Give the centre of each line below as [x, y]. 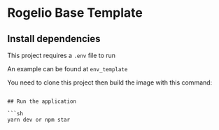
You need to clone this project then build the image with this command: [110, 82]
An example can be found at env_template [68, 69]
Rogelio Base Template [75, 13]
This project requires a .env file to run [62, 55]
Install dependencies [54, 39]
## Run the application [42, 101]
